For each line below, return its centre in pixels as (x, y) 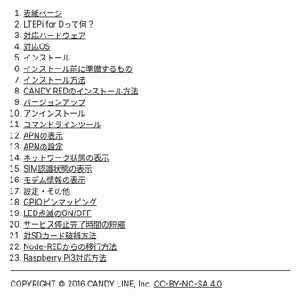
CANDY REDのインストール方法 (81, 91)
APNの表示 (43, 135)
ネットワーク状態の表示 (66, 157)
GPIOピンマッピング (60, 202)
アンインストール (54, 113)
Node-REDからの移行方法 (70, 246)
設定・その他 (46, 191)
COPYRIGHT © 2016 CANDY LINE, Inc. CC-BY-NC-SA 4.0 (116, 284)
